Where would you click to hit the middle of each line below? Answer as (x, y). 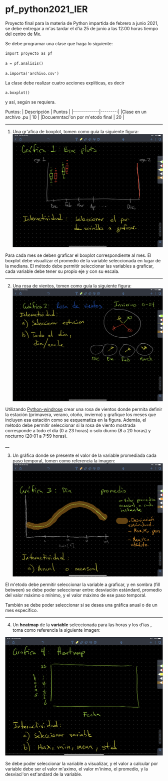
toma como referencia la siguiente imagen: (56, 630)
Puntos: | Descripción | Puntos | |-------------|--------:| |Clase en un (76, 112)
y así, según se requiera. (30, 102)
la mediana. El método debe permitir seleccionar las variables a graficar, (79, 266)
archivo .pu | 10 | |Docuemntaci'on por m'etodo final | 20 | (65, 117)
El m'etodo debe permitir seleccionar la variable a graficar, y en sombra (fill (82, 584)
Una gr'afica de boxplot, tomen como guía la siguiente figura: (75, 131)
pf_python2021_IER (46, 9)
